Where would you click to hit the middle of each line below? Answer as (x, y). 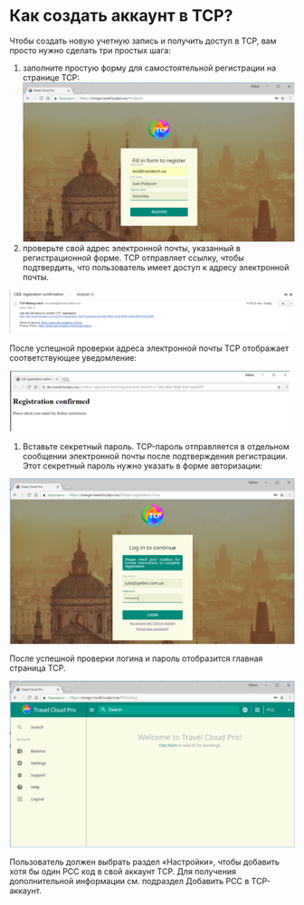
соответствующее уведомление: (73, 357)
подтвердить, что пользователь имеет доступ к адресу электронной (156, 268)
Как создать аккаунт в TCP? (121, 16)
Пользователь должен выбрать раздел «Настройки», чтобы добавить (145, 862)
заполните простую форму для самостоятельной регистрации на (149, 68)
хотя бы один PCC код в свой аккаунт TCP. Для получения (123, 872)
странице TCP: (51, 77)
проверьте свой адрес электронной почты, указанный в (132, 249)
